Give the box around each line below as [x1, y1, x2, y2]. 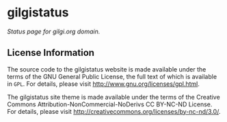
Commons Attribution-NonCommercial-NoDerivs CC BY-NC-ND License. [7, 100, 213, 108]
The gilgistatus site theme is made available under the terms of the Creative [7, 93, 220, 101]
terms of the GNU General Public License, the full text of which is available [7, 72, 217, 80]
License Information [7, 47, 94, 59]
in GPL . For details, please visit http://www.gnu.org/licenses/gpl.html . [7, 80, 200, 88]
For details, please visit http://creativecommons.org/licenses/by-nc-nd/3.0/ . [7, 107, 221, 115]
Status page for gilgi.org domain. [7, 27, 101, 35]
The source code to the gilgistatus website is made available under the [7, 65, 206, 73]
